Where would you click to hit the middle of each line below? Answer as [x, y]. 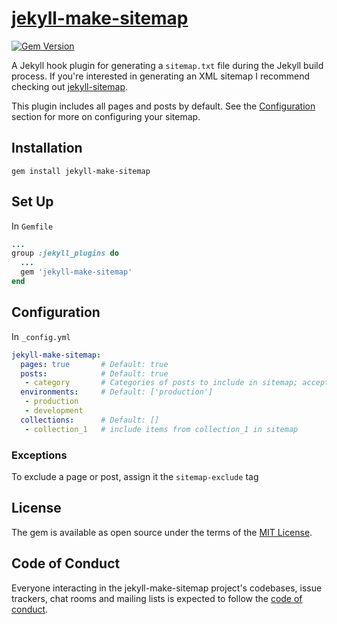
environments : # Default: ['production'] [117, 392]
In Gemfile [32, 226]
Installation [47, 148]
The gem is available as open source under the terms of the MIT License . [162, 532]
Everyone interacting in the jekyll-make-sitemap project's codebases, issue [167, 588]
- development [54, 411]
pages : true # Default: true [94, 364]
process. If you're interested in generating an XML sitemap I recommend [161, 76]
